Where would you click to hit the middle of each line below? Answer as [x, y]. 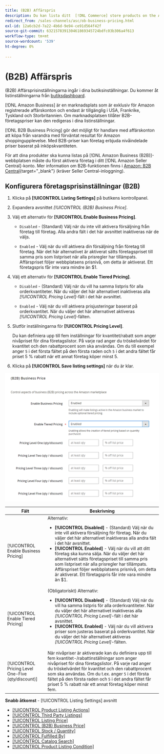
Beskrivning [102, 511]
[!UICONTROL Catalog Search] [43, 741]
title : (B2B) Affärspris [30, 10]
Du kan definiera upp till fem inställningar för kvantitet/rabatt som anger [84, 336]
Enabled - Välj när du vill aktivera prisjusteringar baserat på [78, 306]
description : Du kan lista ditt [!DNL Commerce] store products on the [81, 15]
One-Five [17, 674]
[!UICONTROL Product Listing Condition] [53, 746]
